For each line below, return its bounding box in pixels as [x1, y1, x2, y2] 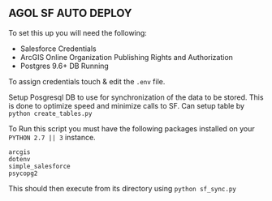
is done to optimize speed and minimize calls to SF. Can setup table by [8, 100, 245, 110]
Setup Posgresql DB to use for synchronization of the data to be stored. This [8, 92, 264, 102]
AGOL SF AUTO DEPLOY [8, 6, 132, 20]
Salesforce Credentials [19, 44, 97, 53]
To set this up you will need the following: [8, 28, 148, 37]
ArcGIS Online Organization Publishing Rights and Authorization [19, 52, 234, 62]
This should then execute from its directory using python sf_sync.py [8, 183, 237, 193]
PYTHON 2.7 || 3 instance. [8, 132, 96, 142]
